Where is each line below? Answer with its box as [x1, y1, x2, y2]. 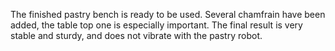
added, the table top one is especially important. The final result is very [10, 19, 303, 31]
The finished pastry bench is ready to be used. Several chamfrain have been [10, 9, 326, 20]
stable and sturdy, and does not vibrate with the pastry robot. [10, 30, 263, 41]
